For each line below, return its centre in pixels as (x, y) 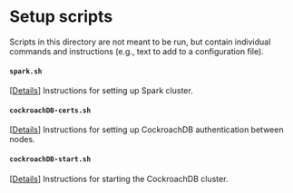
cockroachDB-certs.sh (50, 111)
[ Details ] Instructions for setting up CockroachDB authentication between (146, 130)
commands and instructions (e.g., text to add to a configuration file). (137, 51)
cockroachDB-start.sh (50, 159)
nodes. (22, 140)
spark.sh (26, 71)
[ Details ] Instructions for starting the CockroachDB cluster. (119, 179)
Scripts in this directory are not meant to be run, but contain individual (140, 42)
